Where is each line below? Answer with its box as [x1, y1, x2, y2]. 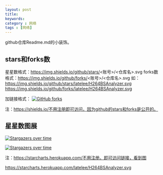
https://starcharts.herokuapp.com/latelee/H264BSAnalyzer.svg [5, 164, 131, 170]
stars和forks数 [5, 55, 50, 64]
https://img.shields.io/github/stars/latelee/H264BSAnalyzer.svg [5, 80, 132, 86]
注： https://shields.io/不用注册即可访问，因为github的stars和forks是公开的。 [5, 106, 158, 112]
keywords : [5, 16, 25, 21]
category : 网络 [5, 21, 36, 26]
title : [5, 12, 18, 17]
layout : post [5, 7, 32, 12]
